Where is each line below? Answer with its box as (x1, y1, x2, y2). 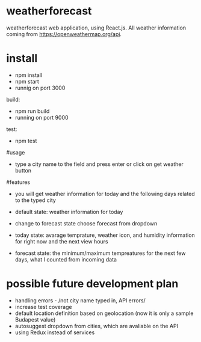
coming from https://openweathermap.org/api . (6, 30, 122, 37)
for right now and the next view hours (14, 237, 108, 245)
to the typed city (14, 197, 56, 204)
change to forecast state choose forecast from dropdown (14, 219, 158, 227)
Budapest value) (14, 316, 56, 323)
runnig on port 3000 (14, 84, 66, 91)
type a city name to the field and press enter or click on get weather (14, 160, 184, 168)
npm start (14, 78, 39, 85)
